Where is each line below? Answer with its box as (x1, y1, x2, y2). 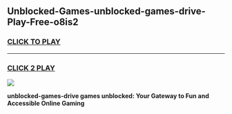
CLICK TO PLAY (7, 37, 61, 47)
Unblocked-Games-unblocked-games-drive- (7, 6, 206, 17)
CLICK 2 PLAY (7, 63, 55, 73)
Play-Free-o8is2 (7, 17, 79, 28)
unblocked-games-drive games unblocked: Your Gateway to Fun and (7, 91, 209, 99)
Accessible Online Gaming (7, 99, 85, 107)
